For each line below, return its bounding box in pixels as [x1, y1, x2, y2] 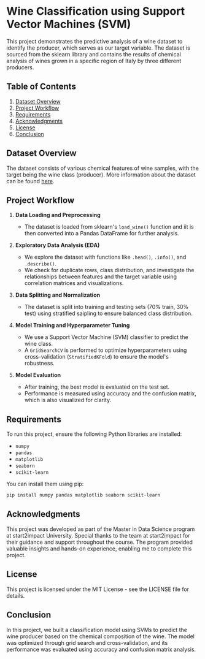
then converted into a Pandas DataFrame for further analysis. [24, 230, 179, 237]
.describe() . [24, 260, 57, 267]
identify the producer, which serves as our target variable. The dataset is [6, 44, 190, 51]
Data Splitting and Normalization [15, 291, 100, 299]
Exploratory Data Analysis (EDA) [15, 242, 100, 249]
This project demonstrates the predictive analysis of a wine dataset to [6, 37, 183, 45]
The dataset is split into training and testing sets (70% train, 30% [24, 303, 189, 311]
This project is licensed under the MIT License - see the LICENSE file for [6, 585, 189, 593]
